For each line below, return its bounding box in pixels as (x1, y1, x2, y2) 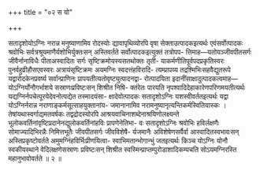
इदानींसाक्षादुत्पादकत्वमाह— (172, 74, 239, 83)
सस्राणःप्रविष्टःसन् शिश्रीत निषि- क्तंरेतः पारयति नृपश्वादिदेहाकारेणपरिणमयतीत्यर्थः (54, 83, 246, 92)
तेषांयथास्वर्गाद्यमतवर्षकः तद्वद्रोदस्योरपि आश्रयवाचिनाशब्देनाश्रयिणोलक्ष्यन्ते (8, 110, 180, 118)
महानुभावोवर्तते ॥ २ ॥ (8, 154, 61, 163)
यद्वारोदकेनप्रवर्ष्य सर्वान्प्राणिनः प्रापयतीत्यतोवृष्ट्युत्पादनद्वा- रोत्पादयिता (8, 74, 171, 83)
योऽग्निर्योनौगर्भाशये (8, 83, 54, 92)
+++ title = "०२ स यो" (8, 8, 73, 17)
